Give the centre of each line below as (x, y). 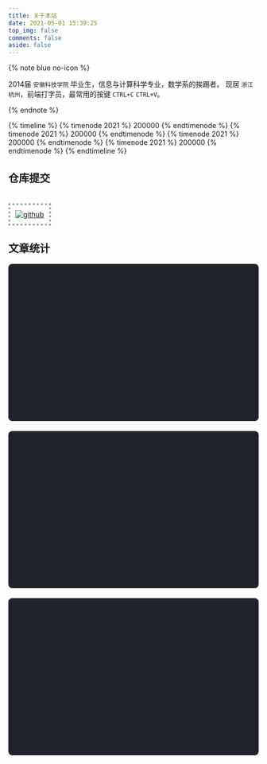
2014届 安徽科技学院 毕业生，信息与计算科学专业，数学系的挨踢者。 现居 (124, 84)
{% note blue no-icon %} (49, 68)
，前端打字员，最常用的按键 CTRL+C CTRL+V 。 (92, 94)
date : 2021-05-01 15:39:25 (53, 23)
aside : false (30, 45)
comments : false (35, 38)
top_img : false (33, 30)
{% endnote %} (34, 110)
